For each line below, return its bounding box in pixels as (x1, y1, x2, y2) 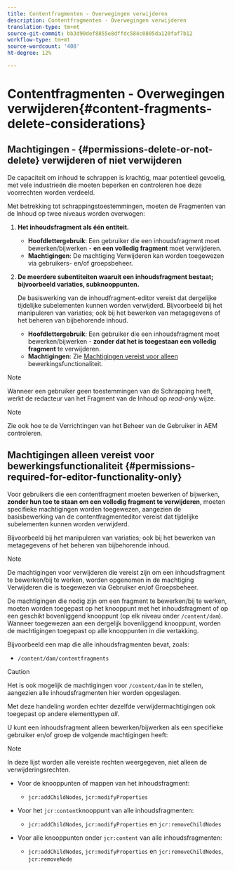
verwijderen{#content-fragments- (7, 101, 213, 117)
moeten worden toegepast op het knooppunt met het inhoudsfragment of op (7, 604, 229, 612)
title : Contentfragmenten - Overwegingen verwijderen (7, 10, 168, 18)
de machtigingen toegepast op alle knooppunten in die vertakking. (7, 626, 199, 635)
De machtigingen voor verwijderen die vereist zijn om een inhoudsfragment (7, 568, 225, 576)
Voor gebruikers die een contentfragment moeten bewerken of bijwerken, (7, 490, 220, 498)
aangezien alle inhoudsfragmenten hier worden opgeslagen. (7, 688, 181, 696)
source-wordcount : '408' (7, 43, 80, 50)
